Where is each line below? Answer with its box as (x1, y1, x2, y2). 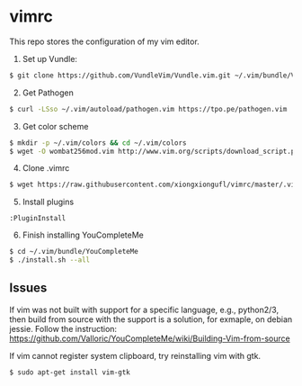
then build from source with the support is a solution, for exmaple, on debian (9, 313, 293, 325)
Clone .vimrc (22, 163, 70, 174)
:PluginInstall (9, 214, 67, 223)
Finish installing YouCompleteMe (22, 229, 144, 240)
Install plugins (22, 196, 75, 208)
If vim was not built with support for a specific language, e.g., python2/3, (9, 304, 280, 315)
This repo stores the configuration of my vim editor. (9, 36, 200, 47)
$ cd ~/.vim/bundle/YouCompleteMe (9, 247, 139, 256)
